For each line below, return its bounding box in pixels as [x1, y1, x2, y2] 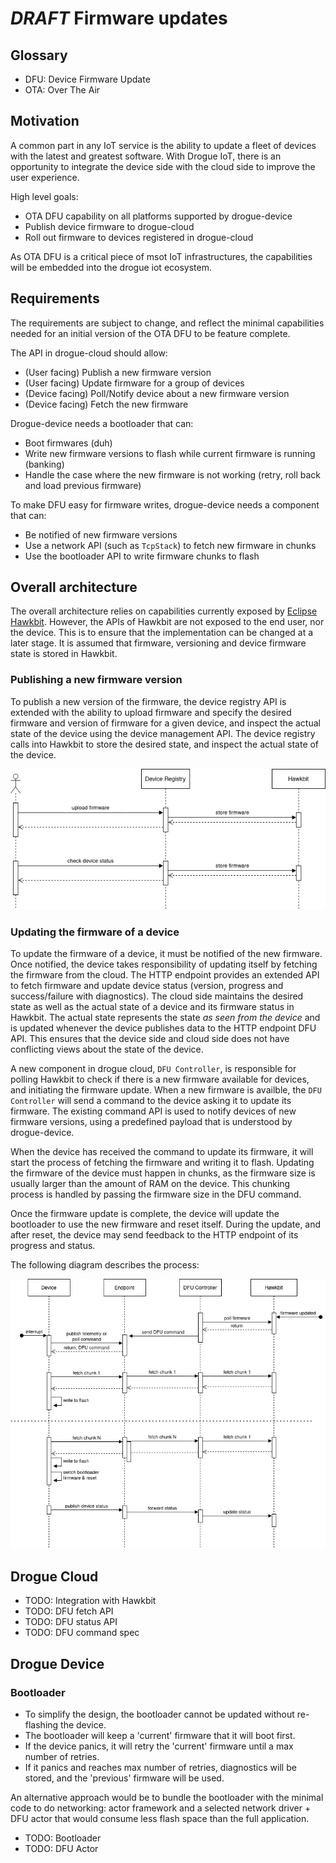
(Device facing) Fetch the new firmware [24, 398, 189, 410]
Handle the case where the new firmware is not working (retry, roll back [24, 468, 322, 481]
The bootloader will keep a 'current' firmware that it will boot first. [24, 1730, 296, 1742]
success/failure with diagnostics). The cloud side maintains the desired [10, 990, 304, 1002]
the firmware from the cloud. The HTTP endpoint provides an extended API [10, 969, 320, 981]
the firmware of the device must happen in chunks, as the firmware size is [10, 1167, 316, 1179]
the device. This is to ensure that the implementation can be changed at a [10, 627, 314, 639]
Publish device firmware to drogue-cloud [24, 220, 195, 232]
